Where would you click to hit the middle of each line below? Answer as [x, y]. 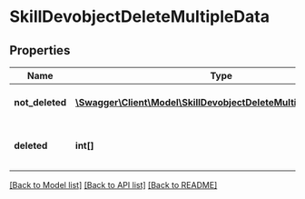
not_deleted [40, 102]
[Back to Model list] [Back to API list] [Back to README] [113, 185]
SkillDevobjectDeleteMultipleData [140, 17]
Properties [40, 50]
